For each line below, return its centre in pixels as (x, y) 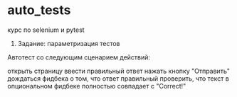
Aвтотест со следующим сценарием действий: (79, 57)
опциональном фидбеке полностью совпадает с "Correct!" (97, 86)
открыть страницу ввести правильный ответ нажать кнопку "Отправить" (118, 71)
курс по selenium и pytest (46, 30)
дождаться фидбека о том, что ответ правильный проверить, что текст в (118, 78)
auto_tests (39, 10)
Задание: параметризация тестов (69, 43)
